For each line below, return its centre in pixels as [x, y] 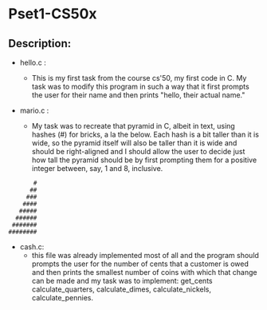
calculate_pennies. [63, 298]
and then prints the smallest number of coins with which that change [144, 272]
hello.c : [33, 62]
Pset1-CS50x [53, 14]
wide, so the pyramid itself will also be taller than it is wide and [134, 143]
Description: [40, 44]
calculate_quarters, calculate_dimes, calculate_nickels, [121, 289]
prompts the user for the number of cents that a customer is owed [140, 264]
